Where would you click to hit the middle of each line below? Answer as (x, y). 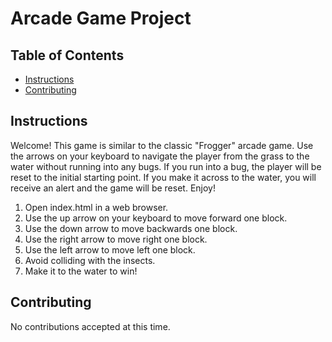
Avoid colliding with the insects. (90, 260)
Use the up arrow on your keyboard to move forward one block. (156, 218)
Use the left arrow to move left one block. (110, 249)
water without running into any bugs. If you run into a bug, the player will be (166, 166)
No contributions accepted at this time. (90, 326)
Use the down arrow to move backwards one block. (131, 228)
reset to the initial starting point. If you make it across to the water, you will (163, 177)
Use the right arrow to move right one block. (116, 239)
